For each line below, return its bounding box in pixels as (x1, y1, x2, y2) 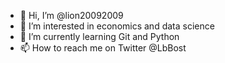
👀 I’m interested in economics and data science (19, 20, 215, 32)
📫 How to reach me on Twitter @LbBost (19, 42, 187, 54)
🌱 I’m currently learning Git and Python (19, 31, 180, 42)
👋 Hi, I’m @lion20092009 (19, 10, 124, 21)
